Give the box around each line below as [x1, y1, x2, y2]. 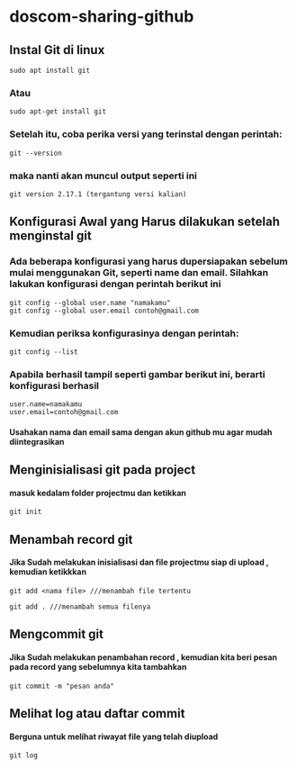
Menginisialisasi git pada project [9, 462, 196, 478]
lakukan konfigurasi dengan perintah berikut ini [9, 277, 221, 290]
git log [9, 751, 39, 760]
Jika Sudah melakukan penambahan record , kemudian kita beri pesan [9, 651, 277, 663]
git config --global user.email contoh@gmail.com [9, 306, 200, 315]
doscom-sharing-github [9, 6, 194, 27]
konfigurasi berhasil [9, 379, 100, 392]
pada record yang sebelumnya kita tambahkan [9, 661, 187, 672]
